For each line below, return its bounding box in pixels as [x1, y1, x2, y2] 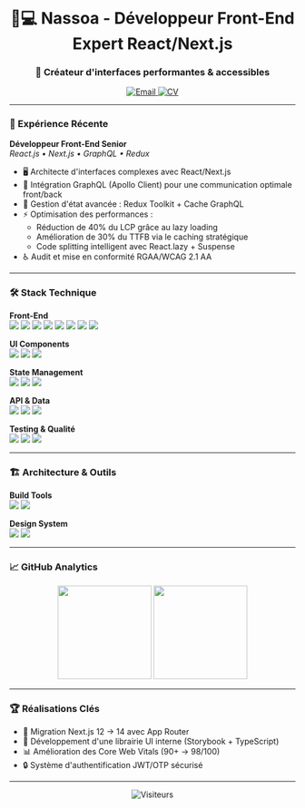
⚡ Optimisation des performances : [22, 209, 153, 219]
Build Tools [9, 490, 53, 501]
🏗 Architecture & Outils [9, 466, 117, 478]
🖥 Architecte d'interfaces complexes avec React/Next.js [22, 166, 231, 177]
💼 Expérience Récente [9, 118, 109, 131]
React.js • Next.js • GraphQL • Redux [9, 148, 150, 159]
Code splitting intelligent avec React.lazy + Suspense [35, 240, 236, 251]
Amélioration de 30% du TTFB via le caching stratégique [35, 231, 249, 242]
